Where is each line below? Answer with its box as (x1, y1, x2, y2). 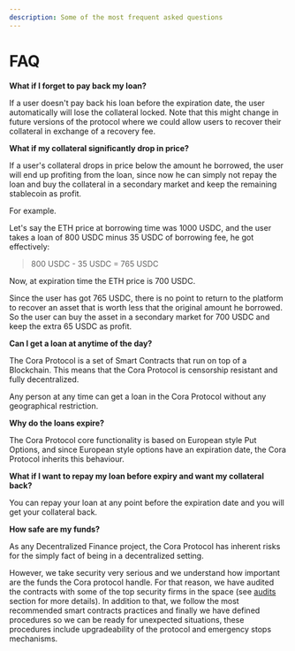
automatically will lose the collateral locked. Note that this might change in (9, 107, 279, 118)
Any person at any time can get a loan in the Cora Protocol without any (9, 391, 267, 402)
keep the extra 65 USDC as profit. (9, 320, 132, 332)
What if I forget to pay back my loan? (9, 80, 147, 91)
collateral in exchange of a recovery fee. (9, 126, 156, 136)
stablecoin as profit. (9, 188, 82, 199)
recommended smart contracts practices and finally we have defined (9, 605, 261, 616)
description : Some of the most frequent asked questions (9, 12, 223, 22)
